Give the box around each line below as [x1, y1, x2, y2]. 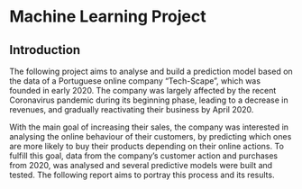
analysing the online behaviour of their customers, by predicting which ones [9, 131, 292, 141]
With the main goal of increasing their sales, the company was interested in [9, 121, 289, 132]
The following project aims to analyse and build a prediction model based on [9, 66, 293, 76]
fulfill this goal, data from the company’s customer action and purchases [9, 150, 278, 161]
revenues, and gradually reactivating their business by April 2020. [9, 104, 254, 114]
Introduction [9, 42, 81, 58]
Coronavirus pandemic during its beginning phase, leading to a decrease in [9, 94, 288, 105]
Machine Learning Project [9, 6, 207, 27]
